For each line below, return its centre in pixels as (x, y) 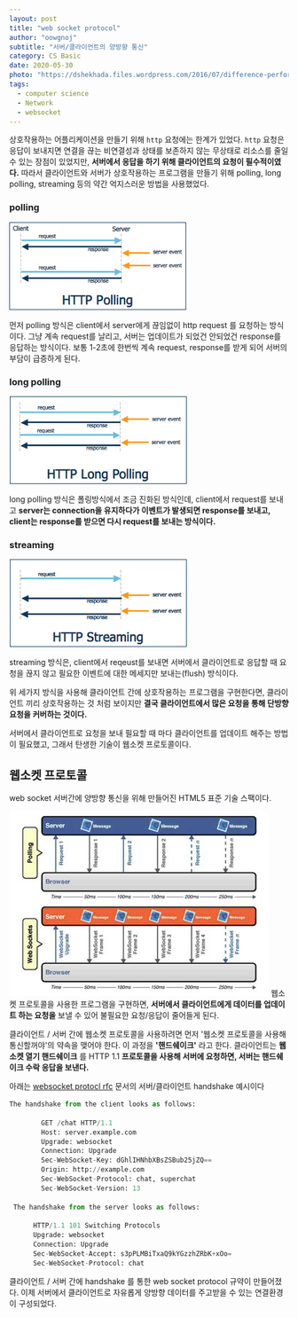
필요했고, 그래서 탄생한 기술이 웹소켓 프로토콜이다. (105, 744)
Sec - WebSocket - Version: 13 (91, 1188)
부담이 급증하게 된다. (45, 358)
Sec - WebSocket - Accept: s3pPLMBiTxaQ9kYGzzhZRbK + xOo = (132, 1254)
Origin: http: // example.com (93, 1170)
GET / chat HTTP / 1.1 (77, 1123)
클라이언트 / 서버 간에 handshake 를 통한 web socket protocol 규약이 (130, 1281)
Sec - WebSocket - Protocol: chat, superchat (119, 1180)
